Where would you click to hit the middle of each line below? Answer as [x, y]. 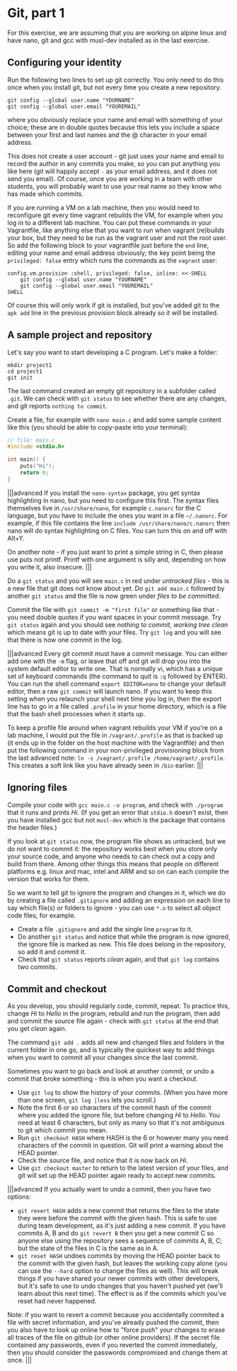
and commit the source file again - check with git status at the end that [113, 1021]
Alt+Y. [16, 538]
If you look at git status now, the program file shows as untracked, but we [117, 841]
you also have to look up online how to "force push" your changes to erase [116, 1330]
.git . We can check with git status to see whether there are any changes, [117, 398]
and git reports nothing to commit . [58, 405]
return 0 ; [35, 473]
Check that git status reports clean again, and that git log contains [118, 959]
